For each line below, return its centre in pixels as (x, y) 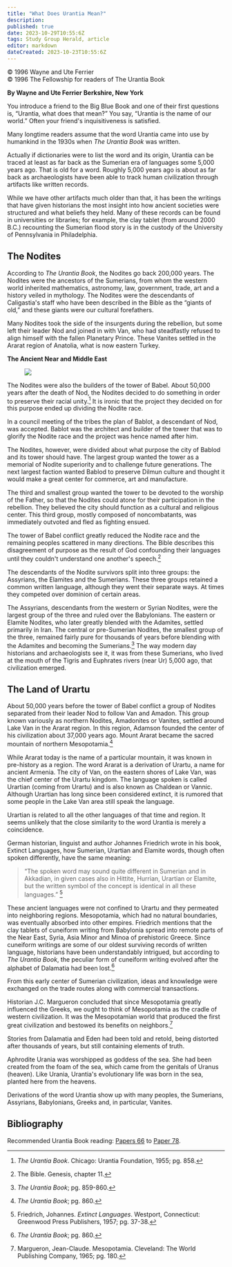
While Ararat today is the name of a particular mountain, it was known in (109, 757)
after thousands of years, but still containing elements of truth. (96, 1046)
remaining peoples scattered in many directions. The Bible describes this (111, 543)
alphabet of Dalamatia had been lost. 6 (61, 967)
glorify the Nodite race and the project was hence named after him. (103, 436)
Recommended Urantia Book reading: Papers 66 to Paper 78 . (94, 1140)
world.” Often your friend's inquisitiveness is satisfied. (84, 120)
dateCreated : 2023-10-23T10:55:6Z (57, 53)
